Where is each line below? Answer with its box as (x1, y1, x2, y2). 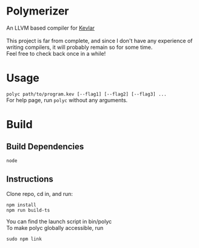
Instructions (6, 174, 53, 184)
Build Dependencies (6, 142, 84, 152)
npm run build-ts (6, 207, 50, 213)
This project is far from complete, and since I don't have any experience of (6, 37, 193, 44)
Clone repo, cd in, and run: (6, 190, 73, 197)
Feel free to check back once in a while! (6, 50, 106, 57)
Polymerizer (6, 4, 69, 18)
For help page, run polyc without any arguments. (6, 96, 128, 103)
